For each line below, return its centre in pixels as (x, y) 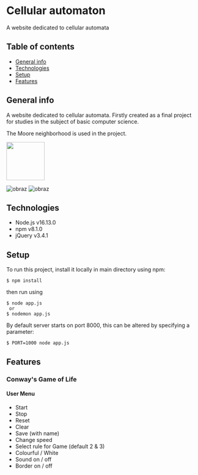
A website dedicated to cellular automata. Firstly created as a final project (99, 115)
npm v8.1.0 (29, 229)
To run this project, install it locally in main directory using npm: (86, 270)
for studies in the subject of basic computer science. (73, 121)
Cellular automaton (56, 11)
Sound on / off (33, 459)
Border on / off (34, 466)
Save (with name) (37, 433)
